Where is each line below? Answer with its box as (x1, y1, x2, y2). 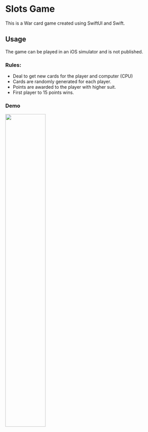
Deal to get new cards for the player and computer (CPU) (12, 73, 133, 80)
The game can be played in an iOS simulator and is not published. (5, 48, 143, 54)
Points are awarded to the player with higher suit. (12, 84, 116, 90)
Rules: (5, 61, 21, 68)
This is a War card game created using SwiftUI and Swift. (5, 20, 125, 26)
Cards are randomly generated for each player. (12, 78, 111, 85)
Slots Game (5, 3, 55, 15)
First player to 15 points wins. (12, 89, 74, 95)
